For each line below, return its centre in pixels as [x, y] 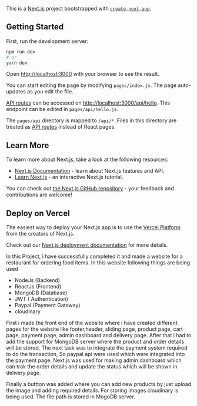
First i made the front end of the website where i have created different [92, 323]
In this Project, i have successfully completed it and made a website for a [95, 256]
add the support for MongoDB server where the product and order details [95, 342]
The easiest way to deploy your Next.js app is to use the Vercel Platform [94, 227]
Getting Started [35, 27]
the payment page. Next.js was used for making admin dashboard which [94, 360]
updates [16, 92]
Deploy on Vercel [38, 213]
